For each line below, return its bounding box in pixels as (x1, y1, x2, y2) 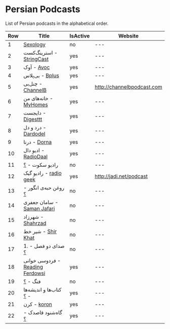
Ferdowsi (23, 270, 46, 277)
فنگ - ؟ (23, 278, 41, 285)
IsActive (69, 32, 90, 39)
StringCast (23, 55, 49, 62)
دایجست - (23, 109, 47, 116)
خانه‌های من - (23, 95, 53, 102)
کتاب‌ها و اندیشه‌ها (23, 286, 62, 293)
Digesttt (23, 116, 42, 123)
